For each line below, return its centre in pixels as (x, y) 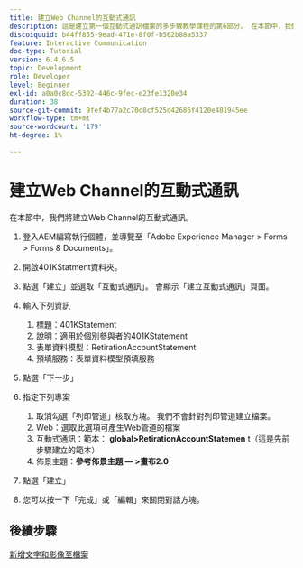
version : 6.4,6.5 (42, 60)
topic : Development (46, 69)
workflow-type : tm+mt (50, 118)
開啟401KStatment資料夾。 (72, 266)
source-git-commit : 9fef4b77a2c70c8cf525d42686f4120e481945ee (129, 110)
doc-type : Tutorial (46, 51)
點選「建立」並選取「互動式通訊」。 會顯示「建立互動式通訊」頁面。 (148, 286)
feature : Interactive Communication (78, 43)
